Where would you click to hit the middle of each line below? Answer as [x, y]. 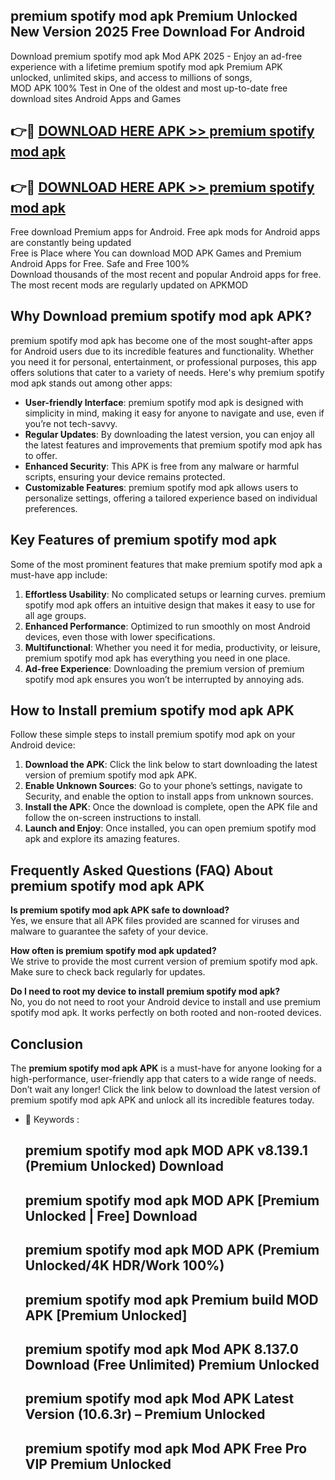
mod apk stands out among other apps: [91, 383]
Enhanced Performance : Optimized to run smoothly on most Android [167, 626]
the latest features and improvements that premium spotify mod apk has [173, 445]
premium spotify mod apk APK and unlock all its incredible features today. [162, 1100]
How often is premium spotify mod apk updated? [113, 951]
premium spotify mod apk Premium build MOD [171, 1299]
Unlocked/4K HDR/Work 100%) [124, 1265]
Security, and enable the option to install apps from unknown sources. [169, 796]
